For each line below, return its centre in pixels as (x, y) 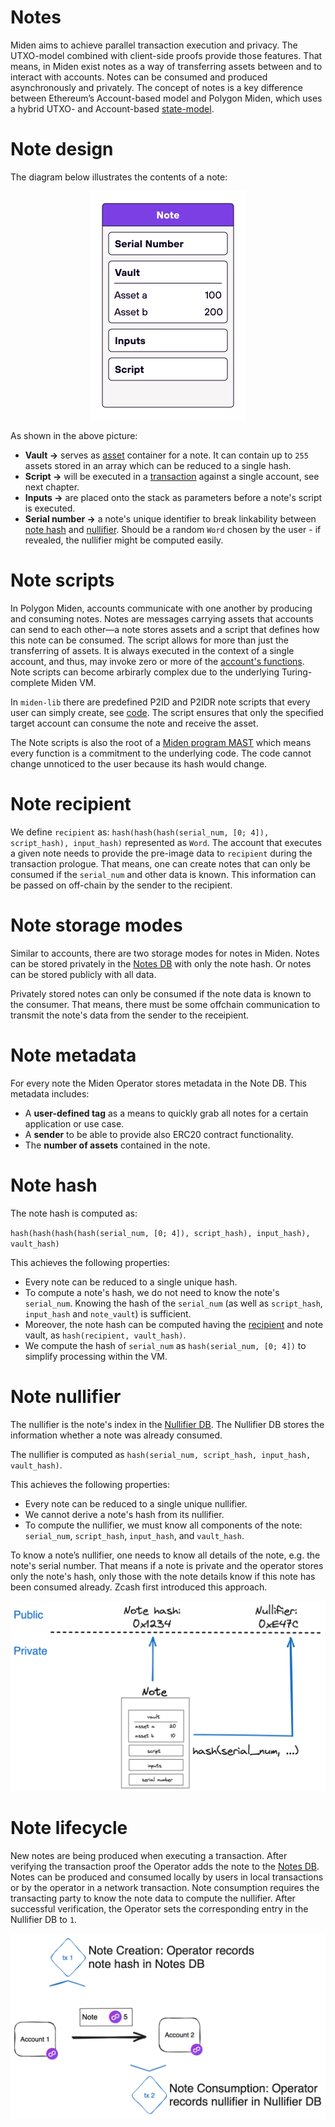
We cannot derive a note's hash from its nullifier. (124, 1514)
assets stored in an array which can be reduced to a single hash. (158, 465)
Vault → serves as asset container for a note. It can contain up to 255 (166, 455)
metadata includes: (50, 1093)
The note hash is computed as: (74, 1213)
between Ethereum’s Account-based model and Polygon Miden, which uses (166, 98)
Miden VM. (74, 682)
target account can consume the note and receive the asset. (134, 723)
